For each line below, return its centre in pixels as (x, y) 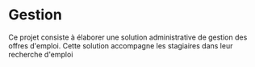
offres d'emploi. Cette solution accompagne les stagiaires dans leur (121, 45)
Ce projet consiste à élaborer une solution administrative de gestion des (128, 37)
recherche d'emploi (41, 54)
